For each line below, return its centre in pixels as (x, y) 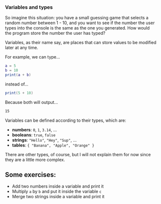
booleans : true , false (34, 135)
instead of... (17, 84)
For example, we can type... (33, 57)
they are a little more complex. (35, 160)
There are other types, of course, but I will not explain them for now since (78, 154)
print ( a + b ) (18, 75)
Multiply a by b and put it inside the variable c (57, 191)
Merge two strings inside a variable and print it (58, 197)
